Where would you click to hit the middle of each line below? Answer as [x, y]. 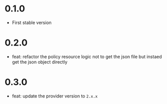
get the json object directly [40, 62]
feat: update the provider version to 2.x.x [55, 96]
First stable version [32, 22]
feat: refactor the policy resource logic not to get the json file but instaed [87, 56]
